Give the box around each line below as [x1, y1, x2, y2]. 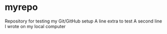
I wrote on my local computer [5, 23, 66, 29]
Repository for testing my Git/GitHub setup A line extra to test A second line [5, 18, 162, 24]
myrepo [5, 1, 38, 13]
